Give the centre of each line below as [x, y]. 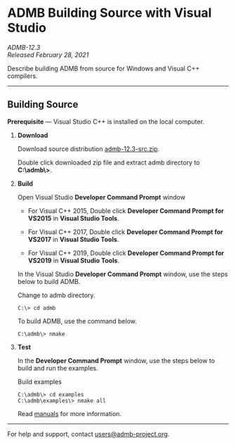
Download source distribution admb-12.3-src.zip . [88, 148]
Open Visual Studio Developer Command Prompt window [101, 197]
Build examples [39, 382]
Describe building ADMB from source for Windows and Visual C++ [104, 68]
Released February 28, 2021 [48, 55]
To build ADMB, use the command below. [77, 321]
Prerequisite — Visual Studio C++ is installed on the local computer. [106, 122]
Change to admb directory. [56, 295]
